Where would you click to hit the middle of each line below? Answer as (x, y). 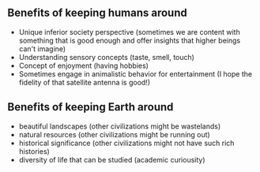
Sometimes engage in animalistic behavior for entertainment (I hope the (136, 73)
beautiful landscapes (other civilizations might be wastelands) (120, 126)
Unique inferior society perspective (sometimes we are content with (129, 32)
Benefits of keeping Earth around (90, 107)
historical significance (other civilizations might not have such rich (126, 143)
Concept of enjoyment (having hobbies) (84, 65)
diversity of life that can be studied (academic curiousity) (112, 159)
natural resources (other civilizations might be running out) (114, 134)
